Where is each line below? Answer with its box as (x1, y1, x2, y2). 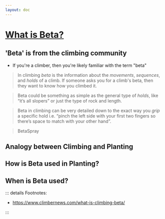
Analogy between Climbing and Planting (5, 143, 133, 151)
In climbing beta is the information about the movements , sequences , (17, 72, 160, 78)
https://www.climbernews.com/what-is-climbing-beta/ (12, 199, 125, 206)
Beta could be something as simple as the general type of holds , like (17, 92, 158, 98)
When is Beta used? (5, 176, 68, 185)
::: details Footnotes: (5, 190, 47, 196)
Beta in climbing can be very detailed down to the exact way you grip (17, 107, 160, 114)
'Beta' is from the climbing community (5, 49, 127, 58)
